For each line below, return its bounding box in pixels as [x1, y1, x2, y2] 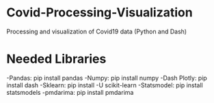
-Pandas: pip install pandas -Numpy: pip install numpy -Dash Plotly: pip [6, 74, 208, 82]
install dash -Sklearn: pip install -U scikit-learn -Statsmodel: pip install [6, 80, 203, 89]
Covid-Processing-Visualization [6, 5, 193, 20]
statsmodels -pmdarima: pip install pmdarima [6, 88, 134, 96]
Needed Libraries [6, 51, 107, 67]
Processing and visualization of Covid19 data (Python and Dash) [6, 27, 187, 35]
